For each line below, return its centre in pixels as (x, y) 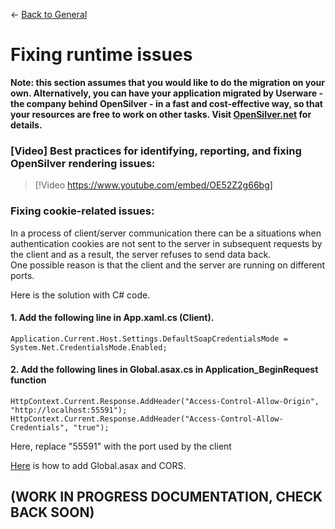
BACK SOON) (52, 512)
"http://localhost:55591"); (69, 410)
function (28, 380)
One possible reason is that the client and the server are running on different (168, 265)
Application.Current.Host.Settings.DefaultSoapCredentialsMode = (149, 339)
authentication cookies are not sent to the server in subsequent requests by (166, 243)
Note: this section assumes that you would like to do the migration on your (167, 82)
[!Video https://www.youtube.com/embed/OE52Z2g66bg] (153, 185)
